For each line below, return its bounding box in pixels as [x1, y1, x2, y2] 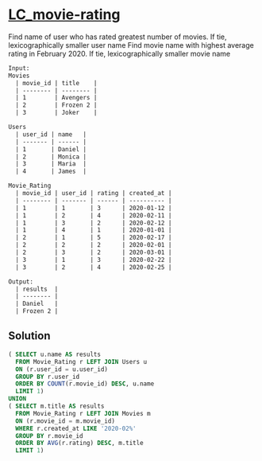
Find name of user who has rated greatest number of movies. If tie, [8, 32, 228, 41]
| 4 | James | [15, 167, 87, 176]
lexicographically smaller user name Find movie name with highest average [8, 40, 254, 49]
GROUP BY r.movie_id [15, 432, 83, 440]
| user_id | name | [15, 130, 87, 139]
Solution [8, 329, 51, 343]
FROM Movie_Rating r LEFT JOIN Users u [15, 357, 148, 365]
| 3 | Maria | [15, 160, 87, 168]
